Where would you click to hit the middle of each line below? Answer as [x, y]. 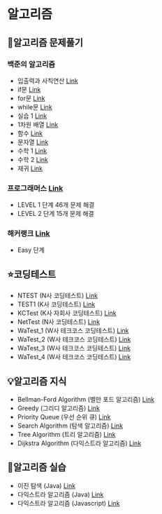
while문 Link [35, 107]
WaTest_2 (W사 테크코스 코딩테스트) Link [74, 339]
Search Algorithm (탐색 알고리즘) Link [70, 426]
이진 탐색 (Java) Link [46, 485]
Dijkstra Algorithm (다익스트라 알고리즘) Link [79, 443]
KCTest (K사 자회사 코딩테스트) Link [67, 313]
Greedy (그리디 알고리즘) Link [58, 408]
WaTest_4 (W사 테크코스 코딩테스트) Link [74, 357]
